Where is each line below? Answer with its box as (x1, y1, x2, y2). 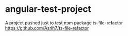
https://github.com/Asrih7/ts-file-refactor (5, 25, 89, 31)
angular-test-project (5, 3, 91, 15)
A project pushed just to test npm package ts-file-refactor (5, 20, 123, 26)
